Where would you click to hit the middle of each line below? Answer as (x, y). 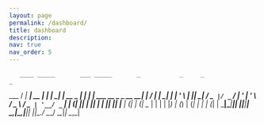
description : (31, 38)
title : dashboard (38, 30)
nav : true (25, 45)
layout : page (31, 15)
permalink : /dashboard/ (48, 23)
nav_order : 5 (31, 52)
